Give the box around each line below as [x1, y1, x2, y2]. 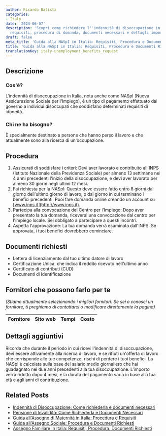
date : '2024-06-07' [5, 21, 46, 26]
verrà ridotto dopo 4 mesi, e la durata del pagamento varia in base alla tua [5, 371, 156, 377]
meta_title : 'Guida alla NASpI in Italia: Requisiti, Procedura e [5, 40, 145, 44]
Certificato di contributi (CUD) [12, 266, 74, 272]
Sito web [34, 315, 56, 322]
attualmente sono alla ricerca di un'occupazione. [5, 137, 105, 143]
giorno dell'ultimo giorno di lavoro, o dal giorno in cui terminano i [12, 191, 144, 197]
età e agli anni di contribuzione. [5, 377, 69, 383]
